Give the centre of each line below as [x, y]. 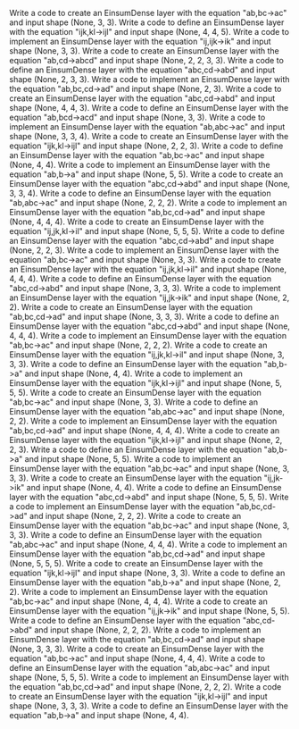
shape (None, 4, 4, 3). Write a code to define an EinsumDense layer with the [149, 108]
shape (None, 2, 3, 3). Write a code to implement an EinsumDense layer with [149, 79]
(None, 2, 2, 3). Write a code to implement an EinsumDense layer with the [144, 250]
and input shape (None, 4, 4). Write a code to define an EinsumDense [154, 487]
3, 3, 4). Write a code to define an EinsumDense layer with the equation [140, 193]
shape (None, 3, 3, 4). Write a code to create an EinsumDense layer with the [149, 136]
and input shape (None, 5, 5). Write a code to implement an [133, 459]
